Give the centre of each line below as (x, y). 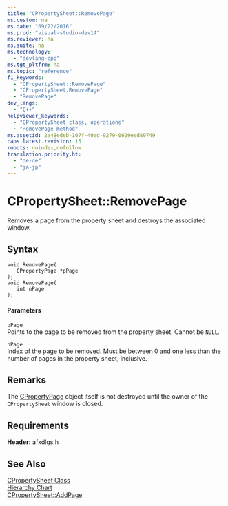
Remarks (27, 380)
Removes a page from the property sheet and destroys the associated (106, 220)
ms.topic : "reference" (40, 71)
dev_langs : (23, 103)
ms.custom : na (28, 20)
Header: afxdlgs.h (33, 442)
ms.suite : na (26, 45)
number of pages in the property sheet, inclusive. (77, 358)
